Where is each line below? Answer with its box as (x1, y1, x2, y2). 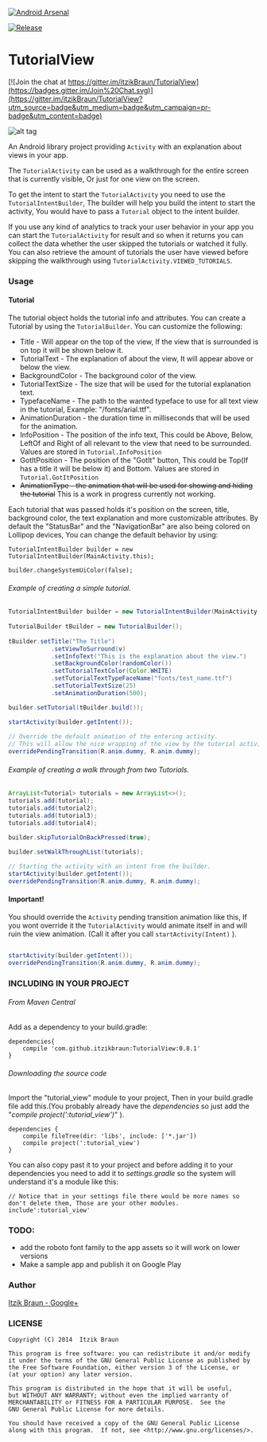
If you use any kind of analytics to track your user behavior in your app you (8, 221, 254, 231)
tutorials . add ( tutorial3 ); (8, 811, 98, 819)
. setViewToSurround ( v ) (50, 645, 126, 653)
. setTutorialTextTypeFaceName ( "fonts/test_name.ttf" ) (50, 674, 233, 682)
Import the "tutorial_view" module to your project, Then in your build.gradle (8, 1093, 253, 1103)
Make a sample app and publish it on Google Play (19, 1260, 182, 1269)
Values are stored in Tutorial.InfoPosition (19, 447, 162, 457)
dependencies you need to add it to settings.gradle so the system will (8, 1169, 236, 1178)
